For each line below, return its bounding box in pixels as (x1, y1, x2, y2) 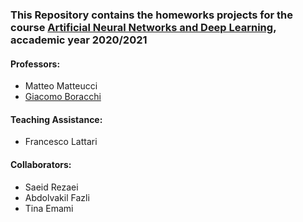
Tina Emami (24, 202, 74, 214)
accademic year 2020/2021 (10, 33, 148, 47)
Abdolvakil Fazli (24, 191, 90, 203)
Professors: (10, 58, 61, 70)
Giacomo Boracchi (24, 91, 102, 103)
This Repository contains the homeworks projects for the (10, 8, 294, 22)
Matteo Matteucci (24, 80, 98, 92)
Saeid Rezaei (24, 181, 79, 193)
